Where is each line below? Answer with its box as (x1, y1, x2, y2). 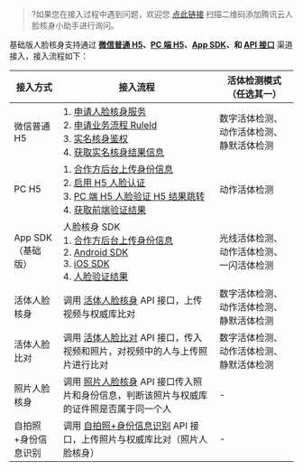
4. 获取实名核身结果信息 (62, 146, 165, 158)
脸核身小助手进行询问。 (31, 20, 119, 31)
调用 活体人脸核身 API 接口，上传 (62, 294, 203, 306)
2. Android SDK (62, 246, 129, 259)
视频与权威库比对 (62, 307, 136, 320)
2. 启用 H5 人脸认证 (62, 176, 146, 189)
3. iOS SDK (62, 258, 110, 269)
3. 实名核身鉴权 (62, 133, 129, 145)
